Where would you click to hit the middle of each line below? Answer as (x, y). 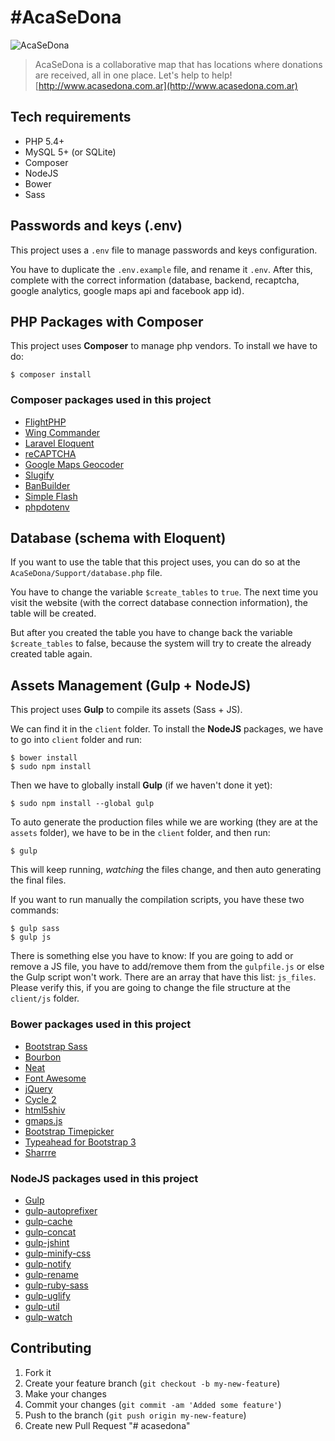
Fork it (38, 1372)
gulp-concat (50, 1232)
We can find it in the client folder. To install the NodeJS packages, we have (167, 729)
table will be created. (53, 613)
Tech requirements (71, 117)
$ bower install (44, 758)
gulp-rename (51, 1274)
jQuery (38, 1088)
